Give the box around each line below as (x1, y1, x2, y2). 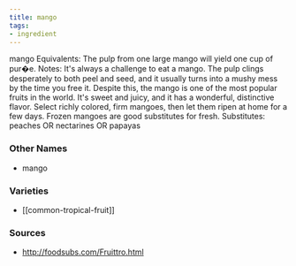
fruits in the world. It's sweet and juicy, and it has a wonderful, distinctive (9, 92, 275, 103)
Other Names (9, 142, 68, 155)
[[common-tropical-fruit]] (21, 204, 115, 215)
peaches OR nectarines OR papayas (9, 120, 141, 131)
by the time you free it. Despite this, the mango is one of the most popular (9, 83, 277, 94)
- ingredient (9, 29, 57, 38)
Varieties (9, 185, 49, 197)
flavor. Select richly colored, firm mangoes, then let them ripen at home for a (9, 102, 288, 112)
